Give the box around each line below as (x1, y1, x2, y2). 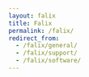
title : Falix (8, 19, 53, 27)
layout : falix (8, 11, 57, 20)
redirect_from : (8, 34, 60, 43)
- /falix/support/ (15, 49, 78, 57)
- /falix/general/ (15, 42, 78, 50)
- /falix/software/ (15, 57, 82, 65)
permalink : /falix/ (8, 26, 74, 34)
